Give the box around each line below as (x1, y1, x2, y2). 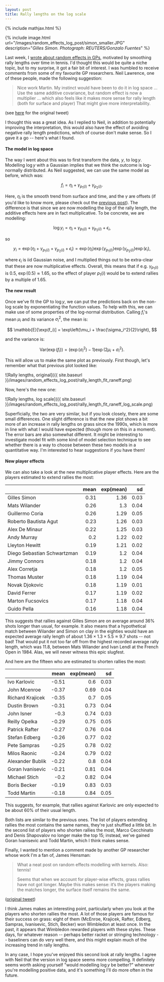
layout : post (5, 7, 32, 12)
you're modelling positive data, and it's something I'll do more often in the (5, 967, 153, 973)
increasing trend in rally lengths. (5, 942, 70, 948)
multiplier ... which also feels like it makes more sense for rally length (17, 95, 156, 101)
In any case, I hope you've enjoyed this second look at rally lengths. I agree (5, 951, 157, 957)
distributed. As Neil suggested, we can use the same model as (23, 167, 149, 173)
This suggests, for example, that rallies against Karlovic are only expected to (5, 802, 159, 808)
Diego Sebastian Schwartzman (7, 549, 79, 556)
